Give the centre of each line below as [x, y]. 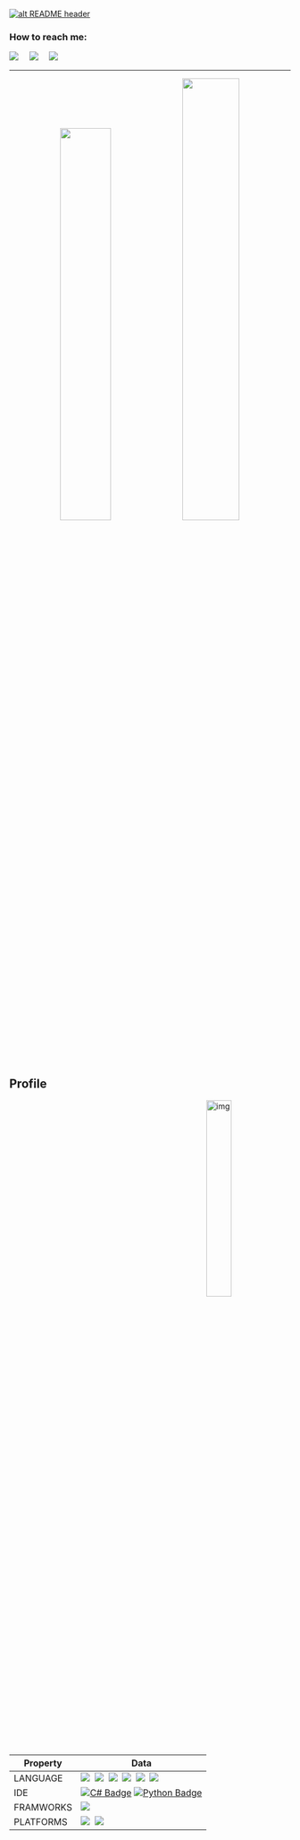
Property [43, 1763]
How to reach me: [48, 37]
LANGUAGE [38, 1778]
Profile [28, 1083]
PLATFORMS [41, 1822]
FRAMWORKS [43, 1808]
